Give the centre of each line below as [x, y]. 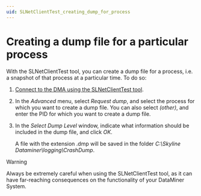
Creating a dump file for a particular [97, 41]
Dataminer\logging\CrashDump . [55, 150]
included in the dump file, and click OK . [63, 132]
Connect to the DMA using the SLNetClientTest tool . [79, 89]
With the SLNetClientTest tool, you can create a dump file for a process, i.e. [100, 71]
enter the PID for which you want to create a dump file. [83, 114]
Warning [17, 162]
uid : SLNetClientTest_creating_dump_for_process [68, 12]
